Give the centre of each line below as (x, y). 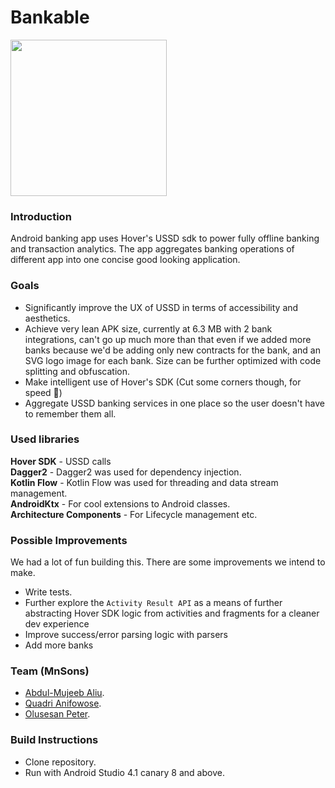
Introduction (41, 216)
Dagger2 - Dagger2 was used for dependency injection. (126, 472)
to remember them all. (70, 413)
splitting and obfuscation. (77, 371)
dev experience (57, 624)
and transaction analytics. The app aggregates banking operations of (152, 249)
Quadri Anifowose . (63, 703)
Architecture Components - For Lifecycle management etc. (134, 514)
